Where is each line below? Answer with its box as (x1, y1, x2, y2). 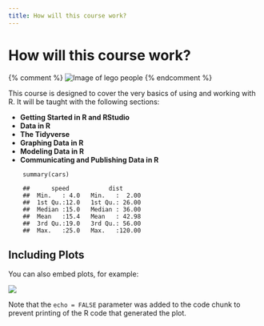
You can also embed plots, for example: (8, 269, 139, 279)
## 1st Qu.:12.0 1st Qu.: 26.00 (22, 198, 142, 207)
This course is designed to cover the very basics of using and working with (8, 88, 256, 98)
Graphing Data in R (19, 138, 84, 147)
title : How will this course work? (8, 11, 127, 20)
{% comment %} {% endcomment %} (8, 73, 213, 83)
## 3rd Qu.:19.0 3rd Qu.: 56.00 (22, 219, 142, 227)
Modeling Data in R (19, 146, 84, 156)
